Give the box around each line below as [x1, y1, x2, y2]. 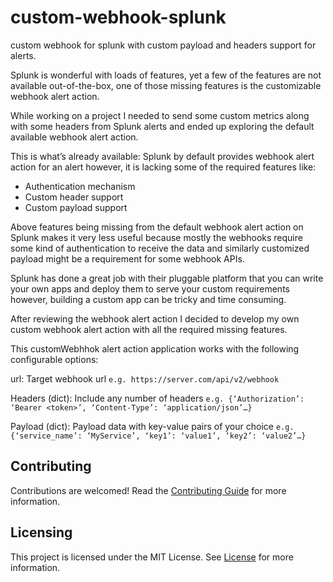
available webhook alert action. [10, 131, 139, 143]
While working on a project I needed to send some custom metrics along [10, 109, 310, 121]
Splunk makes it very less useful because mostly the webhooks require [10, 231, 303, 243]
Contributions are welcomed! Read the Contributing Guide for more [10, 484, 287, 496]
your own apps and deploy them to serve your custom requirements [10, 282, 290, 295]
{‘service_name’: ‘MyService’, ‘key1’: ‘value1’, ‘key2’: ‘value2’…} [10, 431, 307, 441]
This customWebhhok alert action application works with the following [10, 342, 300, 355]
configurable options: [10, 353, 99, 365]
